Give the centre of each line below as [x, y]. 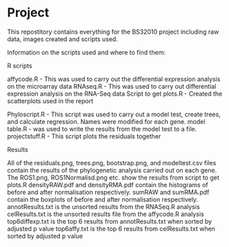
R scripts [20, 65]
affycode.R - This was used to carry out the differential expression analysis [114, 79]
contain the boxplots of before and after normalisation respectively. [103, 199]
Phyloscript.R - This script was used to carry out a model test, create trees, [114, 114]
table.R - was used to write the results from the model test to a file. [102, 129]
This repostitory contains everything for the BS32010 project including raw [113, 32]
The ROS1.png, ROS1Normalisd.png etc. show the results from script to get [113, 178]
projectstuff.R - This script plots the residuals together [84, 136]
